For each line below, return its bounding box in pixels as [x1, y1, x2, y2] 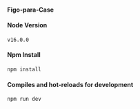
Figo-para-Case [7, 5, 54, 14]
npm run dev [7, 96, 41, 103]
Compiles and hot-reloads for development [7, 80, 134, 88]
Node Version [7, 21, 48, 29]
